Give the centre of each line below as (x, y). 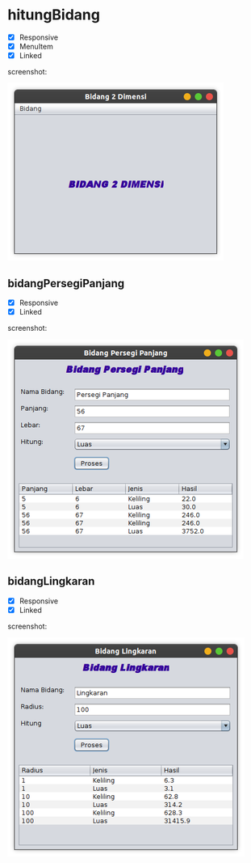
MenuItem (36, 47)
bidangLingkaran (51, 581)
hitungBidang (54, 15)
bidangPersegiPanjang (66, 283)
